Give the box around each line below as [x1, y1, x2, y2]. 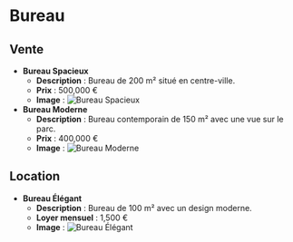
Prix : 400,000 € [35, 133, 99, 143]
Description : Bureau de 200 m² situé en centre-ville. [35, 75, 236, 86]
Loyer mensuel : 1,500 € [35, 212, 129, 223]
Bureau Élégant [22, 192, 83, 204]
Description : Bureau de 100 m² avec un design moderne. [35, 202, 252, 213]
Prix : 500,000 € [35, 85, 98, 95]
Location [9, 169, 61, 184]
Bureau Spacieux [22, 65, 89, 76]
